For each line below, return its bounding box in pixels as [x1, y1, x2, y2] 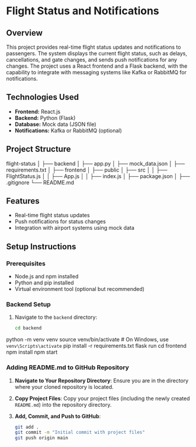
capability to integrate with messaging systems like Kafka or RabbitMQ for [6, 69, 187, 75]
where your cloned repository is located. [14, 383, 114, 390]
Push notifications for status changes [14, 218, 106, 225]
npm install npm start [6, 348, 58, 356]
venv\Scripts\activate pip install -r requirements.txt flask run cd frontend [6, 343, 187, 350]
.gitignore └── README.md [6, 179, 75, 186]
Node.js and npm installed [14, 273, 79, 280]
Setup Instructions [6, 242, 76, 252]
